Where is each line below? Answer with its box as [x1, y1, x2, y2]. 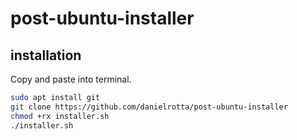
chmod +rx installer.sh [10, 111, 110, 121]
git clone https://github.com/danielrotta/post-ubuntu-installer [10, 102, 288, 112]
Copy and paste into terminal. [10, 73, 132, 85]
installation [10, 47, 82, 64]
